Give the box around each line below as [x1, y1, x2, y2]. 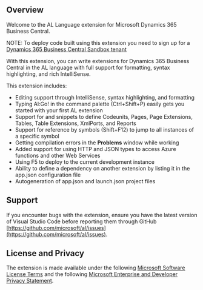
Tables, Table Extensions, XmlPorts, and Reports [15, 120, 136, 127]
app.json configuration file [15, 171, 81, 178]
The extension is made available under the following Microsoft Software [6, 264, 186, 272]
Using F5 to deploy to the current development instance [15, 158, 155, 166]
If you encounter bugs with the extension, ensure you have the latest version [6, 211, 198, 218]
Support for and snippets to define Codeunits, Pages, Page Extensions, [15, 113, 193, 120]
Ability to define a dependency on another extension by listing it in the [15, 164, 190, 172]
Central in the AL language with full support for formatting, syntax [6, 64, 170, 71]
